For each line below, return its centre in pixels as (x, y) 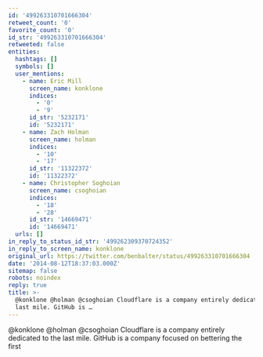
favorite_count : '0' (42, 30)
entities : (24, 52)
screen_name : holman (62, 139)
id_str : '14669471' (60, 220)
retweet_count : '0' (40, 23)
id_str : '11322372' (60, 169)
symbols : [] (35, 67)
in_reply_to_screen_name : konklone (66, 249)
